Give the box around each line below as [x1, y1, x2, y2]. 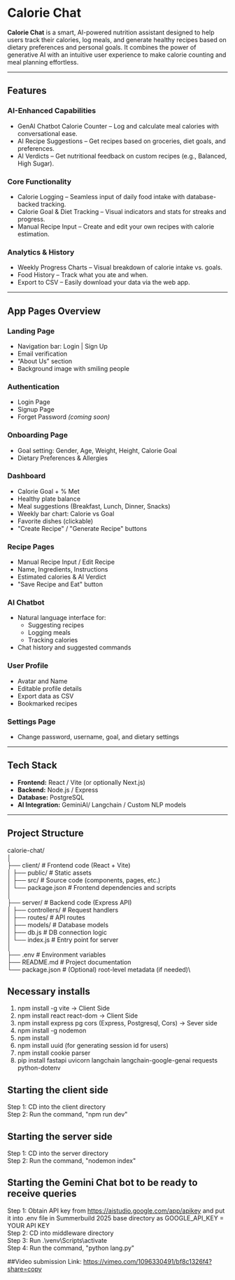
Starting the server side [7, 1131, 113, 1143]
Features [7, 85, 47, 97]
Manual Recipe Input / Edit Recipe [17, 558, 115, 566]
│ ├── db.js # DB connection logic [7, 928, 107, 936]
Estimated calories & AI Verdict [17, 573, 106, 581]
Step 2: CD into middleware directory [7, 1229, 114, 1237]
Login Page [17, 398, 50, 406]
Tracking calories [27, 636, 78, 645]
